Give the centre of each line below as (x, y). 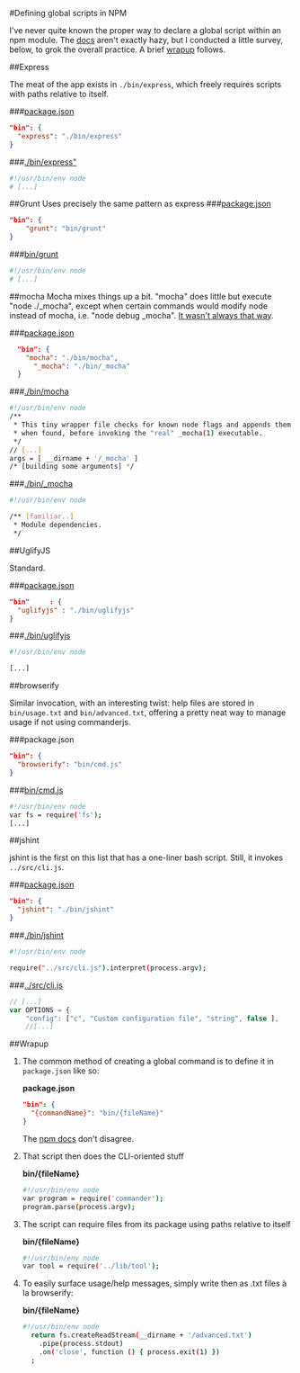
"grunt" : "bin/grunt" (66, 229)
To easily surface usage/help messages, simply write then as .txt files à (154, 1283)
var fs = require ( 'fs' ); (56, 815)
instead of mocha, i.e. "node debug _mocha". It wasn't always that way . (141, 315)
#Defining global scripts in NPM (68, 13)
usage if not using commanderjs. (70, 722)
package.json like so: (61, 1071)
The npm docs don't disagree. (78, 1138)
